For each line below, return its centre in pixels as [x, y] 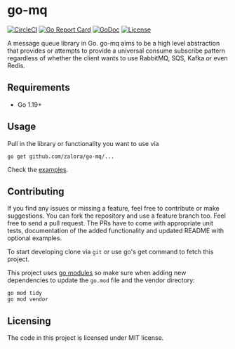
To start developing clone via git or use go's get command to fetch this [110, 252]
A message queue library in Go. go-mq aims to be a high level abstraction [114, 43]
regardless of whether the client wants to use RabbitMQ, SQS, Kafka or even [117, 58]
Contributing [36, 191]
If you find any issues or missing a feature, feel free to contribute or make [113, 209]
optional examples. [34, 238]
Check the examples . [38, 169]
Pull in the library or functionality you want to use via [83, 143]
